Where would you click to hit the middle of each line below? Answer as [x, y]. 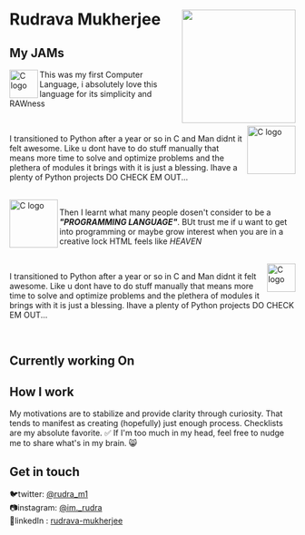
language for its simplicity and [96, 94]
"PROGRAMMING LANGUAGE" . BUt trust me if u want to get [173, 222]
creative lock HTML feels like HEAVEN [131, 241]
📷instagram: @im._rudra [56, 508]
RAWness [27, 103]
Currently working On [72, 361]
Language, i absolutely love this [98, 84]
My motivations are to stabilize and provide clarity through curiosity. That [146, 413]
